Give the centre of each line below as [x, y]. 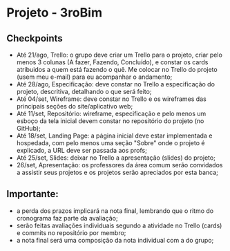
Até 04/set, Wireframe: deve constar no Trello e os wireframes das [111, 99]
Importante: [33, 194]
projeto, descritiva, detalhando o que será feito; [84, 92]
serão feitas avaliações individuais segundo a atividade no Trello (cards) [119, 225]
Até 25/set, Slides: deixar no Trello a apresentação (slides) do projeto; [116, 158]
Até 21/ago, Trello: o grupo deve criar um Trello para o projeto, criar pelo [119, 55]
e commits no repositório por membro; [71, 232]
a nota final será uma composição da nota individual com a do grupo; [115, 240]
